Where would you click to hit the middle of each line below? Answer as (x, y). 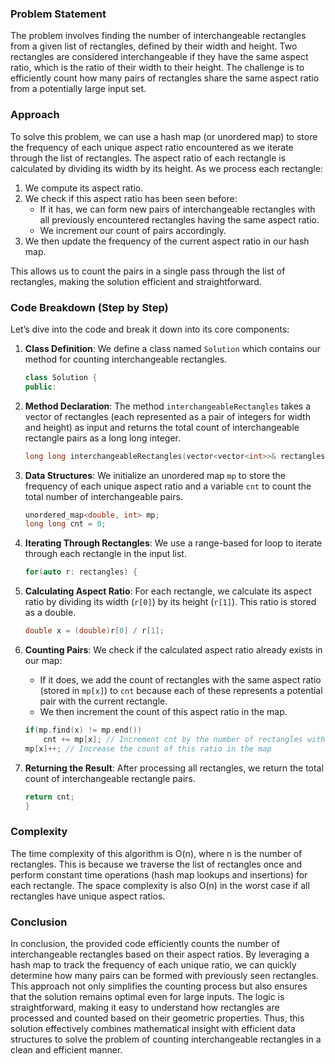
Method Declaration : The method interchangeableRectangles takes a (167, 406)
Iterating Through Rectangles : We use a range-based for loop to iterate (173, 543)
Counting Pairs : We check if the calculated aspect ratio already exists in (173, 650)
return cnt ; (49, 797)
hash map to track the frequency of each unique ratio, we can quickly (153, 964)
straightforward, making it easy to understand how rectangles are (145, 1007)
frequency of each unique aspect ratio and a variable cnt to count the (168, 486)
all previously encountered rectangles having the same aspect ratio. (179, 219)
